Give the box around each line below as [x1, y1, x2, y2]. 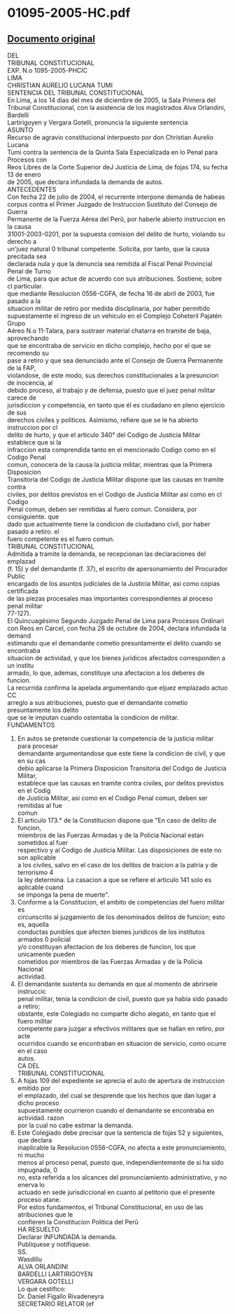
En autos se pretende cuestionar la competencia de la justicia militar [17, 734, 215, 743]
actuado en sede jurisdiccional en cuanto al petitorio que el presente [17, 1188, 215, 1196]
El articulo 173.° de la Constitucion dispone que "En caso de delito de [17, 816, 217, 824]
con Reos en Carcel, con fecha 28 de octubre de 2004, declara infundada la [7, 624, 227, 632]
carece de [7, 393, 37, 402]
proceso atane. [17, 1196, 62, 1203]
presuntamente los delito [7, 706, 79, 714]
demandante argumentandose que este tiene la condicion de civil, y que [17, 749, 226, 757]
